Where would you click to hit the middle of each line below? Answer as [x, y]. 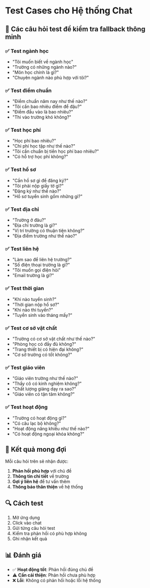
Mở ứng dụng [26, 518]
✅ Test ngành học [27, 51]
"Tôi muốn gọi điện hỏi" [36, 270]
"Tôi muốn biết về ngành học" [43, 62]
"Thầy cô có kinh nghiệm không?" [47, 384]
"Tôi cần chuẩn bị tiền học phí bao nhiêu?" [55, 151]
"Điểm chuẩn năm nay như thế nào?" [50, 101]
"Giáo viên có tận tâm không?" [44, 394]
